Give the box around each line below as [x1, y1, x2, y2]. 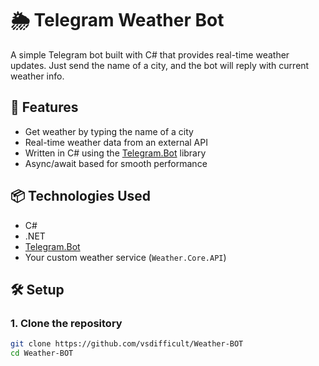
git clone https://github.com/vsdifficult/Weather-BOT [10, 339, 244, 349]
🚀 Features [10, 99, 79, 116]
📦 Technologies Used [10, 188, 152, 205]
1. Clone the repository [10, 316, 123, 330]
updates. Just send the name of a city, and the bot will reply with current [10, 59, 310, 71]
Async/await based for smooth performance [24, 157, 208, 169]
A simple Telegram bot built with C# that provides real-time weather [10, 48, 290, 61]
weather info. [10, 70, 65, 82]
